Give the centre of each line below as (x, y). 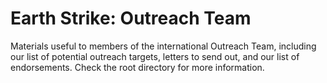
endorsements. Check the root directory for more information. (137, 67)
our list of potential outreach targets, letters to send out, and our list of (155, 56)
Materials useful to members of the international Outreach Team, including (163, 46)
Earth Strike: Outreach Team (131, 18)
